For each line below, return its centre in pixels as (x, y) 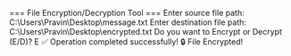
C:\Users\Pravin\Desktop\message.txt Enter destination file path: (128, 22)
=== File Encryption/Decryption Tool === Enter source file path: (127, 13)
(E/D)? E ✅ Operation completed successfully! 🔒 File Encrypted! (126, 42)
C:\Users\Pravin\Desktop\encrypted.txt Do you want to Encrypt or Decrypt (146, 32)
